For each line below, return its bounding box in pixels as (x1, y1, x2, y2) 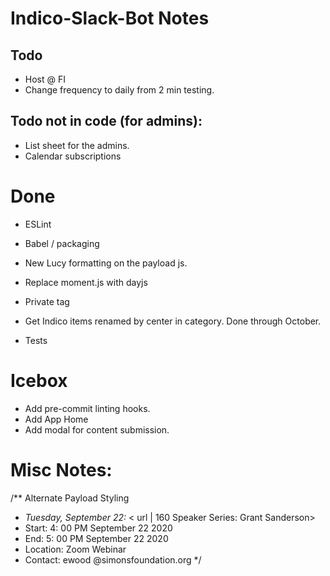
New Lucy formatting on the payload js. (24, 257, 188, 269)
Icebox (10, 369, 68, 392)
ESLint (24, 218, 52, 230)
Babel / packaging (24, 237, 100, 249)
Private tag (24, 295, 70, 307)
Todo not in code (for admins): (10, 113, 203, 130)
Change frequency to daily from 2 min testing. (24, 84, 215, 96)
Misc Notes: (10, 458, 113, 481)
